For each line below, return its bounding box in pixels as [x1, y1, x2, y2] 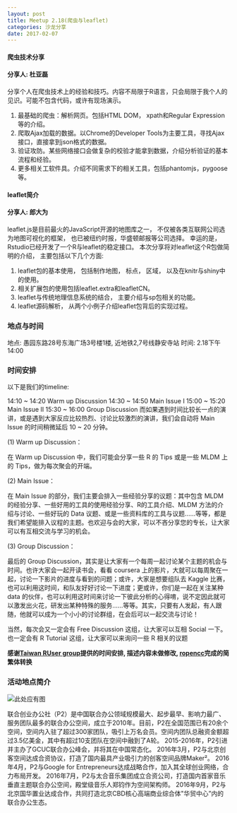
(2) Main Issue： [7, 477, 55, 485]
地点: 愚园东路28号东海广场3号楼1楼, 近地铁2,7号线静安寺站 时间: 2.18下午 [7, 338, 221, 347]
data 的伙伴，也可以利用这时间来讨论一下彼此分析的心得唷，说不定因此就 [7, 593, 220, 601]
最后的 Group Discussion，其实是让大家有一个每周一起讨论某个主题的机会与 [7, 557, 228, 566]
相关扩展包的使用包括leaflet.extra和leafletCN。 [17, 284, 154, 292]
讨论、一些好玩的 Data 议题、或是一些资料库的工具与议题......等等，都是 [19, 509, 227, 518]
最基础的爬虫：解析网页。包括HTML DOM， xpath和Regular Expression [17, 111, 226, 120]
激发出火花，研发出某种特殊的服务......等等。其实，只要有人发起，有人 [13, 601, 217, 610]
